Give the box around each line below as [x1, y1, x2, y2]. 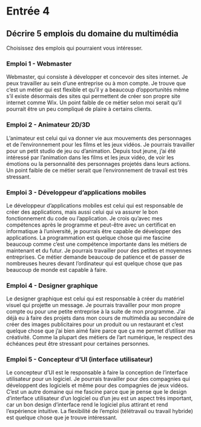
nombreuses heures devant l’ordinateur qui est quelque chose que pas [6, 259, 183, 267]
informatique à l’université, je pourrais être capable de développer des [6, 227, 182, 234]
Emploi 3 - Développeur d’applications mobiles [6, 188, 147, 196]
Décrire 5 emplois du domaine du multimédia [6, 28, 179, 39]
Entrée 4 [6, 4, 50, 18]
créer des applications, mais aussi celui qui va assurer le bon [6, 208, 159, 216]
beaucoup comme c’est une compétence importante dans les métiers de [6, 240, 187, 248]
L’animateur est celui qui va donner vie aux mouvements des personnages [6, 134, 192, 142]
